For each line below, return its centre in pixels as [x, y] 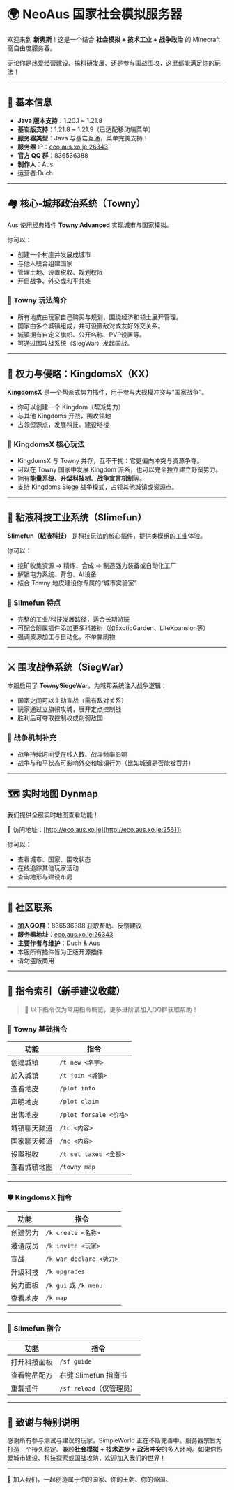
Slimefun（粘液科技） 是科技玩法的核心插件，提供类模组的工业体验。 [107, 536]
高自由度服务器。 [32, 48]
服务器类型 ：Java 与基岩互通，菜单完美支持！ [83, 138]
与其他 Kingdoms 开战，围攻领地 [64, 416]
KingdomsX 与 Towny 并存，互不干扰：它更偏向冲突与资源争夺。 [110, 460]
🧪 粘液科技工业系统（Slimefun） [77, 518]
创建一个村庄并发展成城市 [54, 254]
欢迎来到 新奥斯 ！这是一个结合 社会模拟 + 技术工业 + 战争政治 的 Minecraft [114, 39]
